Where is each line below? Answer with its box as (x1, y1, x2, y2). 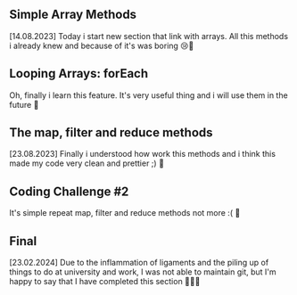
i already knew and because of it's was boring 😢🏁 (9, 40, 194, 51)
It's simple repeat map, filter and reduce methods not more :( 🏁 (9, 208, 241, 218)
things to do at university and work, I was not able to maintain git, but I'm (9, 266, 276, 277)
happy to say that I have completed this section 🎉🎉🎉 (9, 276, 201, 287)
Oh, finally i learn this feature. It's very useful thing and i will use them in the (9, 89, 288, 101)
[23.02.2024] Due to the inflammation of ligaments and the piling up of (9, 258, 269, 268)
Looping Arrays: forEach (9, 66, 149, 81)
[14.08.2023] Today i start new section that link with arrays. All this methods (9, 30, 288, 41)
